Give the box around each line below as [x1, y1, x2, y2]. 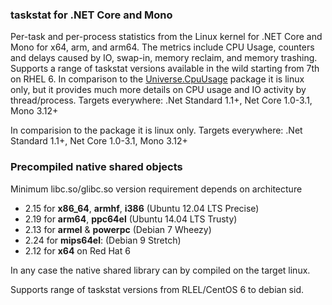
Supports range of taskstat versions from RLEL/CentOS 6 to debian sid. [10, 283, 304, 295]
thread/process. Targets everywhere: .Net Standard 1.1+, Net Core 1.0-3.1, [10, 94, 313, 107]
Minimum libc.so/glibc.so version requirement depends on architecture [10, 183, 303, 195]
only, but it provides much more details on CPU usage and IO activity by [10, 84, 307, 96]
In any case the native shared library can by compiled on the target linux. [10, 264, 311, 276]
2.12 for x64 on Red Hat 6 [24, 244, 131, 257]
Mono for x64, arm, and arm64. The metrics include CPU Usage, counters [10, 41, 315, 53]
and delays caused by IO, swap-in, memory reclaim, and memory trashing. [10, 52, 318, 64]
